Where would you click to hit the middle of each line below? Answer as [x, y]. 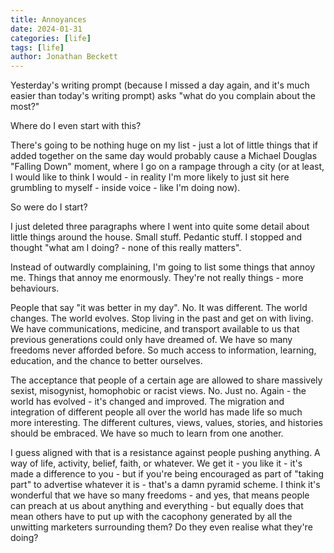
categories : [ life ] [51, 38]
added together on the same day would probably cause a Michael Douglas [164, 156]
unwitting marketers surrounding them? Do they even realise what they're [161, 527]
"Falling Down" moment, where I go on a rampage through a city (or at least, [167, 167]
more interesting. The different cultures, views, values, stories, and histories [166, 423]
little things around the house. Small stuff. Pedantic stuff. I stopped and [156, 237]
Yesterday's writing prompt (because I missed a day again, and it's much [160, 85]
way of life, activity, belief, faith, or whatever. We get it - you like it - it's [156, 463]
